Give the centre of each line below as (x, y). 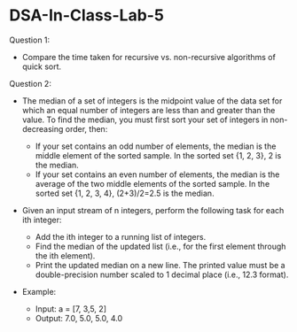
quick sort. (42, 66)
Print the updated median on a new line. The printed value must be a (160, 265)
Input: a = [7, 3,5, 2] (70, 309)
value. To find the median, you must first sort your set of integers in (145, 120)
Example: (39, 291)
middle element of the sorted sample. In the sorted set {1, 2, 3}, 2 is (158, 155)
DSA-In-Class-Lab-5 (86, 15)
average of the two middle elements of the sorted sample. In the (152, 183)
